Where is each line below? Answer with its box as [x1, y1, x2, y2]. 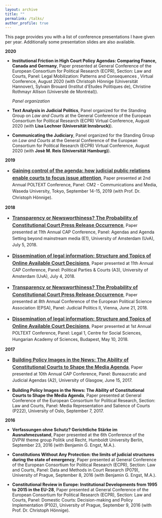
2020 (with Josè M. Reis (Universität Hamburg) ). [12, 148, 111, 154]
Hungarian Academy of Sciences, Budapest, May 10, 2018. [12, 337, 129, 342]
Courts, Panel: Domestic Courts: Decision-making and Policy [12, 497, 133, 503]
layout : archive [5, 7, 38, 12]
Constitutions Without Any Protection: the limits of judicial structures [12, 452, 155, 457]
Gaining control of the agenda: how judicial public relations [12, 167, 151, 174]
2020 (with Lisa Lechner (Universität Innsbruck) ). [12, 123, 113, 129]
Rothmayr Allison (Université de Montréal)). [12, 89, 98, 95]
